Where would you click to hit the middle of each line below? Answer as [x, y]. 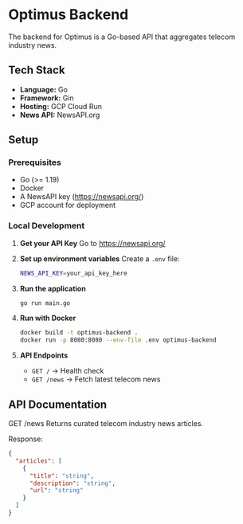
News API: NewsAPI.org [60, 115]
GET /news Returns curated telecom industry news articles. [106, 424]
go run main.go [45, 303]
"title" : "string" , [61, 475]
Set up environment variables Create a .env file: [100, 258]
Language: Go [43, 89]
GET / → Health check [68, 371]
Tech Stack [37, 70]
